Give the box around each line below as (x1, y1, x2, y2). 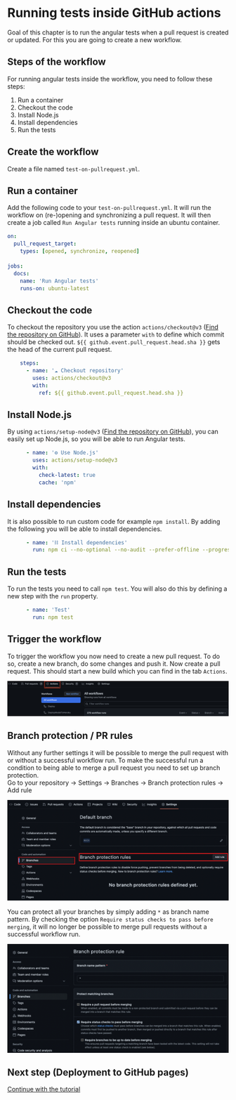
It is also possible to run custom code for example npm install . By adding (7, 517, 221, 525)
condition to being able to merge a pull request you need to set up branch (7, 764, 221, 772)
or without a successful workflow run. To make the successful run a (7, 756, 204, 764)
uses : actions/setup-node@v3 (32, 457, 118, 464)
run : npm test (32, 614, 74, 621)
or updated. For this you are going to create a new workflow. (7, 35, 183, 44)
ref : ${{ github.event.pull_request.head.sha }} (38, 389, 184, 396)
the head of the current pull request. (7, 346, 112, 354)
